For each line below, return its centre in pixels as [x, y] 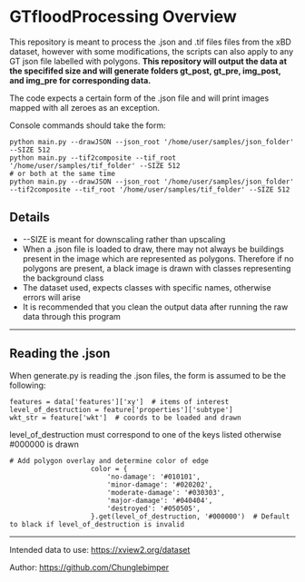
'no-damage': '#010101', [154, 477]
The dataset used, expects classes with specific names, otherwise [147, 287]
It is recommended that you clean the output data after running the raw [155, 307]
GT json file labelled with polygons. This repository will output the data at [148, 61]
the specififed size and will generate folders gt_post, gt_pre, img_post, [145, 71]
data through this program [71, 316]
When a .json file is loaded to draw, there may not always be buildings [153, 249]
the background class [63, 278]
